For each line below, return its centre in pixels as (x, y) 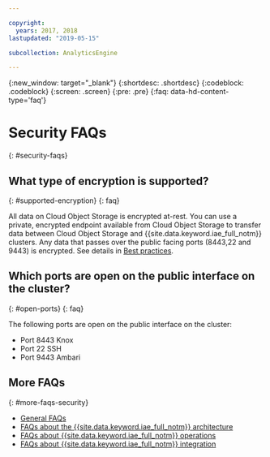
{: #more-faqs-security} (49, 402)
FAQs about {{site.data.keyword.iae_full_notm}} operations (118, 435)
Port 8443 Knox (47, 340)
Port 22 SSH (41, 348)
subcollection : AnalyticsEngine (63, 53)
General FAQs (43, 418)
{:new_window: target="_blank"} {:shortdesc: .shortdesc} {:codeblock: (126, 83)
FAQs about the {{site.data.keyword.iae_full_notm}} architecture (126, 426)
